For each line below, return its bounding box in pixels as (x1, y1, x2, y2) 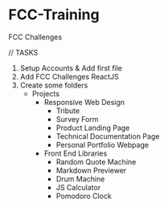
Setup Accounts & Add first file (19, 63, 123, 73)
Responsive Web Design (43, 97, 125, 107)
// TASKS (8, 47, 39, 57)
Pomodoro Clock (55, 191, 113, 201)
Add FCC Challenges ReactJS (19, 71, 119, 81)
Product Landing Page (55, 123, 130, 132)
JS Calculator (55, 182, 101, 192)
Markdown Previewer (55, 165, 127, 175)
